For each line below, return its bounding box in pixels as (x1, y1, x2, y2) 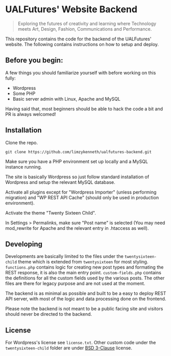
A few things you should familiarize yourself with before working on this (5, 69, 156, 76)
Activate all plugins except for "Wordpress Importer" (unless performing (5, 189, 157, 195)
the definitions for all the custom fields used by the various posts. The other (5, 275, 165, 281)
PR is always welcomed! (5, 111, 56, 117)
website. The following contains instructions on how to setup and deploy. (5, 41, 159, 47)
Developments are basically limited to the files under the (5, 253, 124, 259)
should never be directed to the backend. (5, 311, 92, 317)
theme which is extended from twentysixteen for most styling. (17, 259, 149, 265)
